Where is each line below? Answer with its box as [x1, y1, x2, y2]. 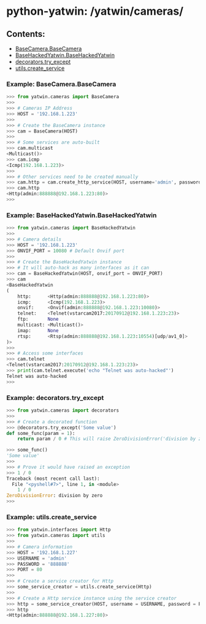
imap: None [17, 327, 59, 334]
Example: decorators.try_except [6, 393, 104, 402]
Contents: [6, 29, 45, 39]
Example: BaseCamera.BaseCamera [6, 80, 116, 88]
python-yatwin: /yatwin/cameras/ [6, 4, 184, 18]
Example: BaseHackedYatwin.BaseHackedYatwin [6, 210, 157, 219]
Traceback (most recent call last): [6, 476, 100, 482]
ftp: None [17, 316, 59, 323]
